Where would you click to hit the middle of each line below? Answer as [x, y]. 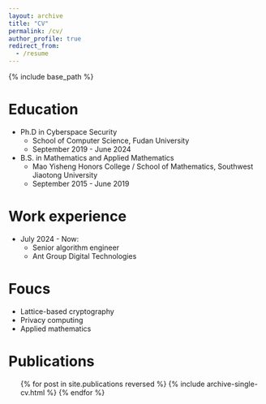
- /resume [32, 54]
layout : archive [36, 16]
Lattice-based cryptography [67, 311]
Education [43, 110]
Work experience [68, 217]
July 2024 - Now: [49, 239]
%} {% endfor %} [76, 392]
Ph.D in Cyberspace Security [69, 131]
